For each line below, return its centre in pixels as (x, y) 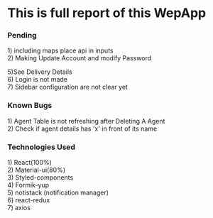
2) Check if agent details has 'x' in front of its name (82, 129)
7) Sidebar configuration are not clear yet (67, 87)
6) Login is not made (37, 80)
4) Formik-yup (28, 185)
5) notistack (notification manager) (58, 192)
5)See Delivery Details (40, 72)
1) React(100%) (29, 163)
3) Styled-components (40, 178)
